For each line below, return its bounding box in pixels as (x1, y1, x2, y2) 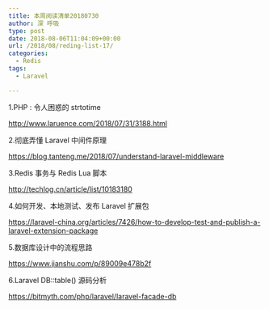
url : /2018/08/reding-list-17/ (8, 42, 114, 50)
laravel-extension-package (8, 226, 99, 235)
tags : (8, 65, 27, 73)
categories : (8, 49, 48, 57)
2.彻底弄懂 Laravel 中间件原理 (8, 135, 107, 145)
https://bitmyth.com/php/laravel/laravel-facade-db (8, 291, 177, 301)
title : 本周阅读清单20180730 (8, 11, 99, 20)
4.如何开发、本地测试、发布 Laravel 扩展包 (8, 201, 149, 210)
